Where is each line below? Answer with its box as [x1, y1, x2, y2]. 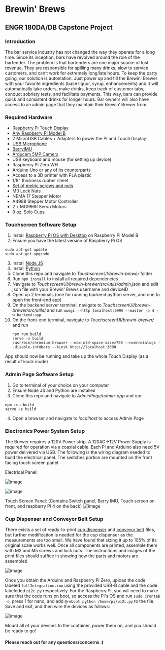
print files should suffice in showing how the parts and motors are [5, 553, 139, 559]
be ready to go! [5, 628, 36, 634]
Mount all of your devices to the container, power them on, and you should [5, 623, 157, 629]
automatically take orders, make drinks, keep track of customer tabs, [5, 85, 145, 92]
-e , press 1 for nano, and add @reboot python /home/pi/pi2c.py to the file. [5, 598, 155, 604]
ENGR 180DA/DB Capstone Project [5, 23, 113, 32]
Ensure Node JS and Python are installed [12, 387, 96, 393]
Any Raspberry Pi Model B [12, 130, 66, 136]
